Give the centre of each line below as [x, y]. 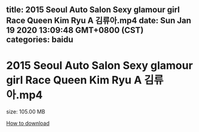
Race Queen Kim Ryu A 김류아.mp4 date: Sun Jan [99, 21]
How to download [28, 123]
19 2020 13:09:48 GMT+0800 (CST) [75, 30]
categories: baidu [40, 40]
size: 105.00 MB [26, 112]
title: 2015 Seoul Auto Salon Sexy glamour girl [93, 10]
